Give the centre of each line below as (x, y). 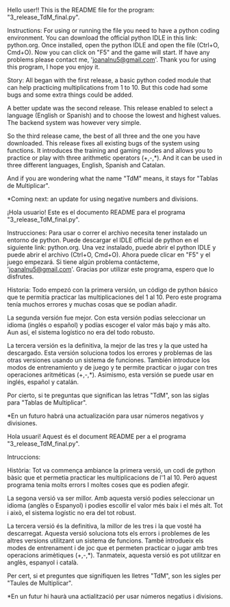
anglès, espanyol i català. (43, 562)
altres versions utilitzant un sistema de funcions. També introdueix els (105, 540)
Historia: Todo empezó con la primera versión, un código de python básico (112, 290)
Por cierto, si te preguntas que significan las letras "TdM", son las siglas (108, 395)
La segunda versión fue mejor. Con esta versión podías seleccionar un (106, 318)
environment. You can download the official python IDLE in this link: (102, 38)
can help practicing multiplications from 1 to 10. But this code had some (107, 87)
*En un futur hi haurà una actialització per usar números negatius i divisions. (115, 596)
